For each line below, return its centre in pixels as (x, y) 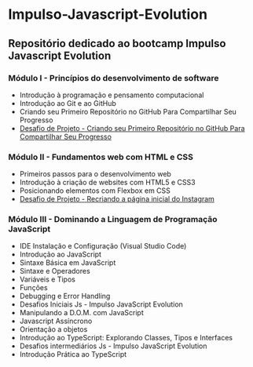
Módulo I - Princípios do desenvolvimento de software (114, 78)
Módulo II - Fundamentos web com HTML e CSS (101, 157)
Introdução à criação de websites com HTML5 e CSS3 (107, 183)
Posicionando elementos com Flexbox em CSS (95, 191)
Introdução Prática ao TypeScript (73, 354)
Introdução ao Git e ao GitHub (68, 103)
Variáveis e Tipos (48, 279)
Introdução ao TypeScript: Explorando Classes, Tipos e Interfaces (126, 338)
